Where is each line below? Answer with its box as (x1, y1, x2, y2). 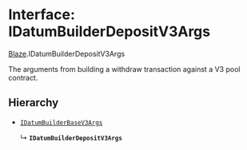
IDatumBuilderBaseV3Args (19, 118, 103, 127)
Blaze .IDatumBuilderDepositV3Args (8, 49, 125, 58)
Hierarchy (8, 96, 59, 109)
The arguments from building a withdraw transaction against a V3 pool (8, 64, 241, 73)
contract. (8, 73, 38, 82)
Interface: (8, 6, 76, 24)
